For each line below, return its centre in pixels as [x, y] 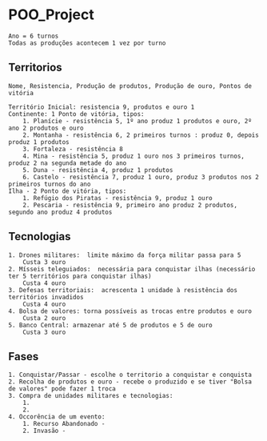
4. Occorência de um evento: [57, 417]
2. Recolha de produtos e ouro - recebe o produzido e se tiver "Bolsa [130, 382]
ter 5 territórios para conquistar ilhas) [80, 276]
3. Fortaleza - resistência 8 [73, 149]
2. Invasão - [44, 431]
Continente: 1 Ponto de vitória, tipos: [77, 114]
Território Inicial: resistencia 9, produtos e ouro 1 [102, 107]
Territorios [35, 68]
